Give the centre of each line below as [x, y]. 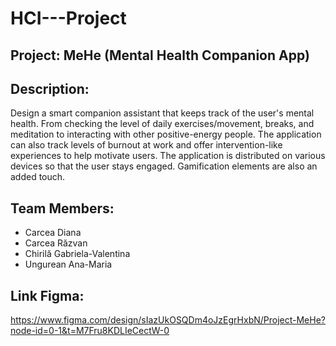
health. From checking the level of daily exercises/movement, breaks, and [162, 124]
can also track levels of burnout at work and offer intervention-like [146, 145]
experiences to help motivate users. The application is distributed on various [168, 156]
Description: [50, 88]
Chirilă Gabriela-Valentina [77, 254]
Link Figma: [47, 295]
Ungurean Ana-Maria [68, 264]
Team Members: [62, 208]
